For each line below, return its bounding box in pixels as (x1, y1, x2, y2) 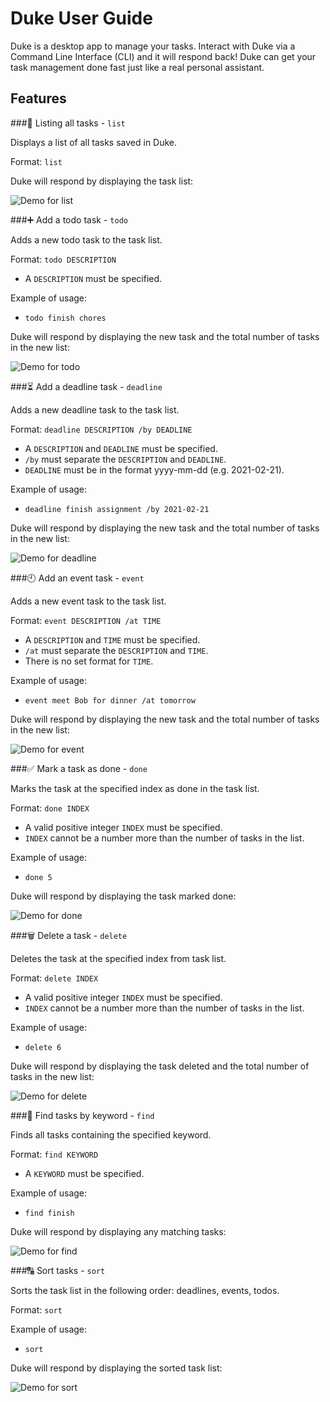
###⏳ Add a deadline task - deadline (10, 380, 163, 392)
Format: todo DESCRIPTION (10, 253, 117, 265)
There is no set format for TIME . (24, 655, 154, 667)
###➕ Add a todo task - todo (10, 213, 128, 226)
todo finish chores (24, 313, 107, 323)
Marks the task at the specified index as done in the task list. (10, 782, 260, 794)
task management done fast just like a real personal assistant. (10, 61, 265, 73)
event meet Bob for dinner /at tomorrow (24, 695, 196, 706)
